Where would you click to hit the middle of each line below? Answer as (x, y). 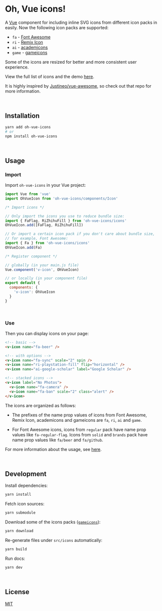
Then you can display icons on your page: (47, 333)
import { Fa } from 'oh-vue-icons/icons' (48, 243)
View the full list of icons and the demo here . (50, 76)
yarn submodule (20, 513)
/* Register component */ (31, 256)
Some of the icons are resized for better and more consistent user (71, 62)
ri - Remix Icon (28, 42)
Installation (22, 116)
